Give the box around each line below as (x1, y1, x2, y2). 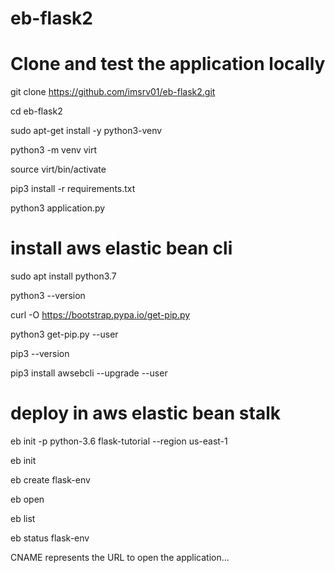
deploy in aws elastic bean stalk (10, 402, 281, 425)
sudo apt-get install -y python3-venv (10, 125, 163, 137)
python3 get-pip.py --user (10, 328, 119, 341)
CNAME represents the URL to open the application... (10, 552, 230, 563)
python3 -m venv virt (10, 144, 98, 156)
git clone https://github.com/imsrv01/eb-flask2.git (10, 86, 216, 98)
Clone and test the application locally (10, 53, 326, 76)
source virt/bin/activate (10, 163, 107, 176)
